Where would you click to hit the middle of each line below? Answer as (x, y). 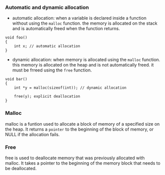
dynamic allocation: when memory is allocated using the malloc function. (86, 60)
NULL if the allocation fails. (33, 134)
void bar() (16, 79)
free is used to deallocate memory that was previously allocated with (75, 158)
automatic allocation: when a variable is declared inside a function (79, 18)
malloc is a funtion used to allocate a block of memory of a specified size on (82, 124)
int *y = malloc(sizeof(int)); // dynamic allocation (70, 88)
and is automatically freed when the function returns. (66, 29)
